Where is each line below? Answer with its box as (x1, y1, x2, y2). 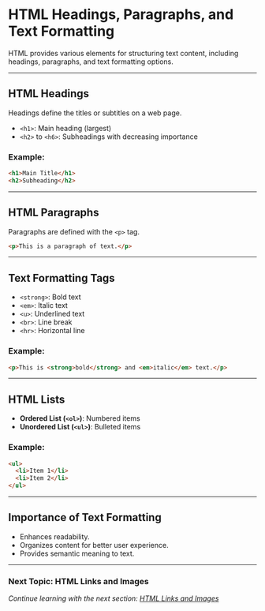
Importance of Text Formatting (8, 511, 162, 524)
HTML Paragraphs (8, 206, 99, 219)
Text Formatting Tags (8, 271, 116, 285)
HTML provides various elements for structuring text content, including (8, 48, 239, 58)
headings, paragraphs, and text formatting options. (8, 57, 174, 66)
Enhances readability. (19, 531, 90, 542)
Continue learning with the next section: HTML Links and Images (8, 594, 219, 603)
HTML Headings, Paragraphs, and (8, 6, 234, 24)
